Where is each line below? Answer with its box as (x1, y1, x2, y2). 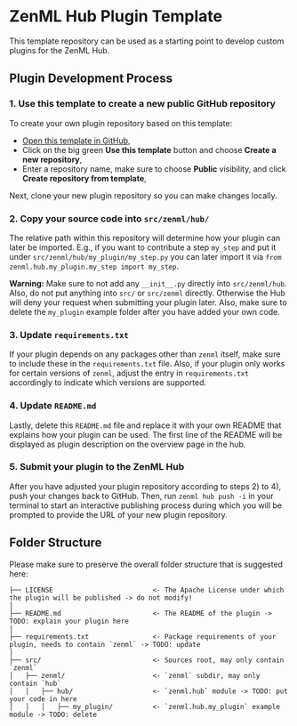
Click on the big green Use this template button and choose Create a (21, 144, 277, 155)
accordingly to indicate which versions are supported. (9, 377, 207, 388)
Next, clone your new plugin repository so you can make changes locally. (9, 190, 277, 201)
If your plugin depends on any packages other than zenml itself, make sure (9, 349, 281, 359)
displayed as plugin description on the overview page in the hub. (9, 439, 246, 449)
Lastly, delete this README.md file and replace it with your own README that (9, 420, 282, 431)
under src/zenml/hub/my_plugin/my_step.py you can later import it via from (9, 251, 282, 262)
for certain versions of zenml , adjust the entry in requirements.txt (9, 367, 249, 379)
